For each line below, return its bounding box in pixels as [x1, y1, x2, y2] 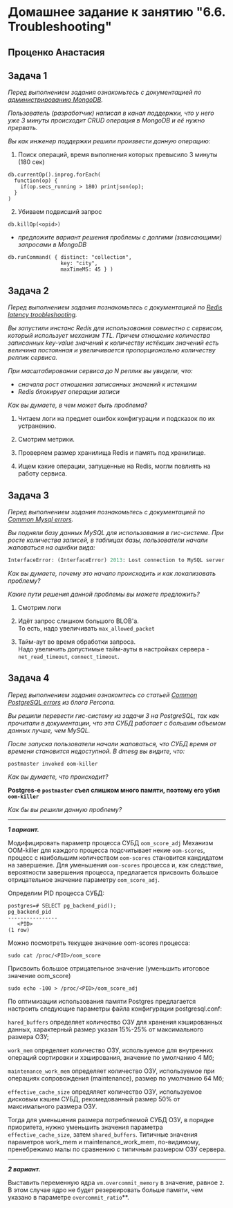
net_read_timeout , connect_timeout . [17, 652, 120, 660]
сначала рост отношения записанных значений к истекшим [17, 380, 198, 388]
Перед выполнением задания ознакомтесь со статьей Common [8, 690, 198, 699]
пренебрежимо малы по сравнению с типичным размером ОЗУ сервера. [8, 1145, 226, 1153]
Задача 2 [8, 285, 49, 296]
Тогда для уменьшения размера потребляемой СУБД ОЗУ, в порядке [8, 1115, 214, 1124]
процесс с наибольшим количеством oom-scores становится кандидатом [8, 853, 224, 862]
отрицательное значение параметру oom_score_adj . [8, 875, 160, 883]
